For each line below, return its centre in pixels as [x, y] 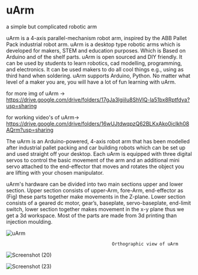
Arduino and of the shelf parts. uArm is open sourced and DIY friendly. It [94, 57]
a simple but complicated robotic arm [52, 27]
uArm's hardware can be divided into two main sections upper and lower [95, 184]
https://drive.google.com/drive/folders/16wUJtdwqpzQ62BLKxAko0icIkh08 [98, 123]
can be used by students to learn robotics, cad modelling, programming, [94, 63]
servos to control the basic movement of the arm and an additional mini [93, 160]
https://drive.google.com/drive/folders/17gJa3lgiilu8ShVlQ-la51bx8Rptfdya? [98, 99]
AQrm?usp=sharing [30, 130]
